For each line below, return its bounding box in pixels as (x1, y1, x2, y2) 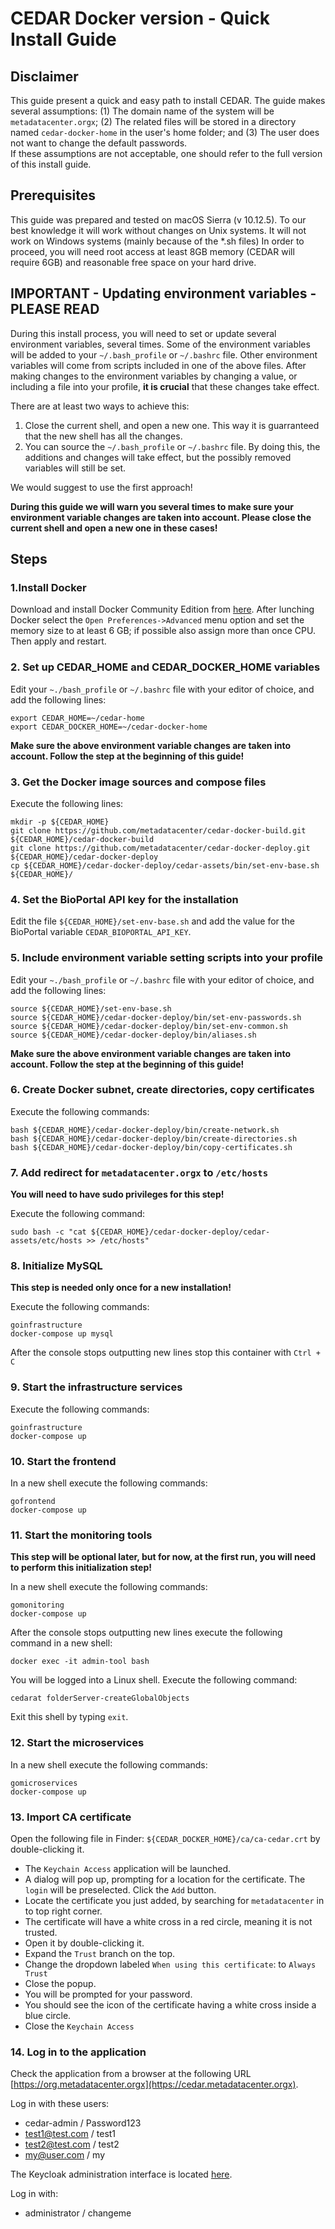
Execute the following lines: (10, 797, 124, 809)
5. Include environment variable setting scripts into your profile (10, 951, 324, 965)
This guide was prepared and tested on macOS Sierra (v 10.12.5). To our (10, 213, 307, 226)
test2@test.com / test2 (24, 2138, 120, 2151)
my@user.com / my (24, 2149, 106, 2161)
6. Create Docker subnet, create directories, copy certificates (10, 1083, 315, 1097)
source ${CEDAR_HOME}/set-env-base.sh (10, 1003, 172, 1014)
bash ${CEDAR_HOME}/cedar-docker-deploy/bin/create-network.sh (10, 1125, 280, 1135)
